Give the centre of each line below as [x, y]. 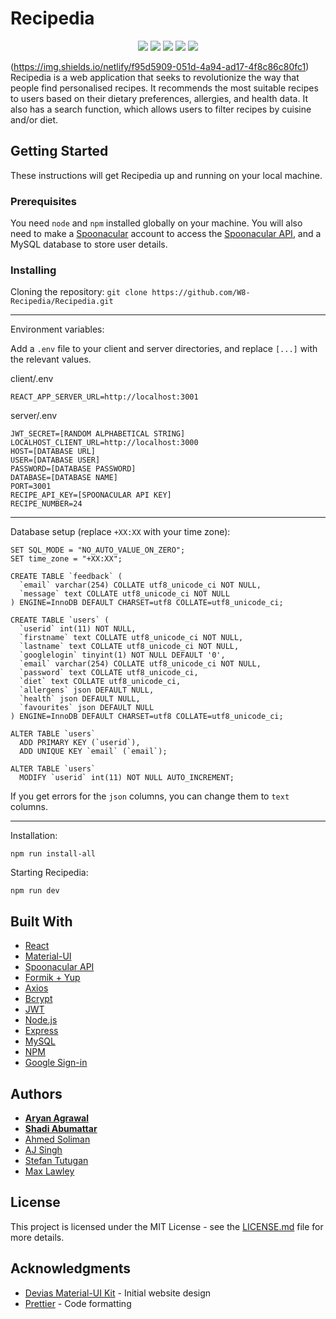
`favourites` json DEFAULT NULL [87, 708]
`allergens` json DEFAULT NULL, [87, 690]
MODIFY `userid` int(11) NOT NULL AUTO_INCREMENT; [127, 778]
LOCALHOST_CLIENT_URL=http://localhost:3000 [104, 443]
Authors [36, 1093]
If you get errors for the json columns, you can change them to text [150, 796]
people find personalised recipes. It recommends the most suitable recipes [164, 88]
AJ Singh [43, 1149]
